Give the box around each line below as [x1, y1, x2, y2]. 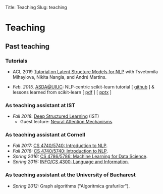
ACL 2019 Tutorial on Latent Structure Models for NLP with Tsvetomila [12, 68, 158, 75]
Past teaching [5, 42, 49, 51]
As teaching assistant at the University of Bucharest [5, 171, 136, 178]
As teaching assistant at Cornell [5, 131, 86, 138]
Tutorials [5, 57, 28, 64]
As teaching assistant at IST [5, 102, 76, 109]
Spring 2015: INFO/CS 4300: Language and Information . [12, 159, 130, 165]
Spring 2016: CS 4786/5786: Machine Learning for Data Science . [12, 154, 148, 160]
